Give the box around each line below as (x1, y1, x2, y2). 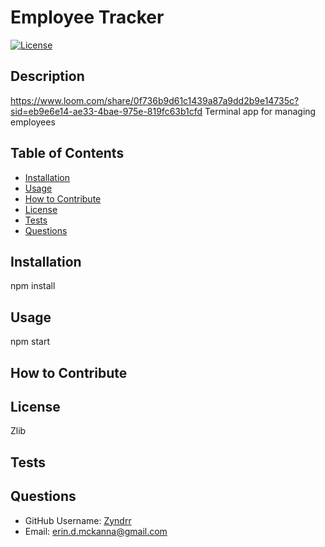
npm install (10, 280, 56, 292)
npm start (10, 336, 51, 348)
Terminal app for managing (204, 105, 317, 117)
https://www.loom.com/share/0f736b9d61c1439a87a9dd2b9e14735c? (10, 94, 300, 106)
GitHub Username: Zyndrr (24, 514, 132, 526)
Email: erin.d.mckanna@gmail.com (24, 525, 168, 537)
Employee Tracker (10, 6, 165, 29)
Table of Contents (10, 145, 125, 162)
